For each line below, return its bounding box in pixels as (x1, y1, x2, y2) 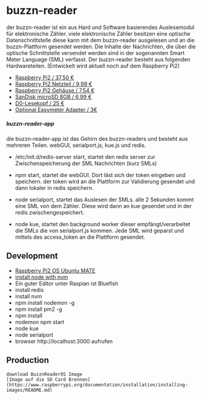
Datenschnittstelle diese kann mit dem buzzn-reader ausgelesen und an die (6, 36, 195, 44)
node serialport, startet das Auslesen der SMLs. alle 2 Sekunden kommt (15, 196, 194, 203)
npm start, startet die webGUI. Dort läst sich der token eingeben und (15, 171, 186, 178)
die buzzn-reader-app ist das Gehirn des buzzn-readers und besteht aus (6, 135, 188, 142)
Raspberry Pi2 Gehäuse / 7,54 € (15, 86, 95, 94)
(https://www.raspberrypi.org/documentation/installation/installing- (6, 381, 188, 388)
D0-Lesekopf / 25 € (15, 99, 65, 106)
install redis (15, 286, 44, 293)
